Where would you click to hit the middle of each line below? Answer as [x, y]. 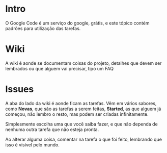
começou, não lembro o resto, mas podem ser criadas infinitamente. [77, 114]
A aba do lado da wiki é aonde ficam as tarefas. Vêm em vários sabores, [81, 103]
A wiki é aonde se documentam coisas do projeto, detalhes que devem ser [83, 63]
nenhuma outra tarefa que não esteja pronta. [52, 129]
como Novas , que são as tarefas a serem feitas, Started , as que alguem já [83, 109]
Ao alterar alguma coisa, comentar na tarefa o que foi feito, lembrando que [83, 139]
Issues [20, 89]
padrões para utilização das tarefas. [43, 28]
